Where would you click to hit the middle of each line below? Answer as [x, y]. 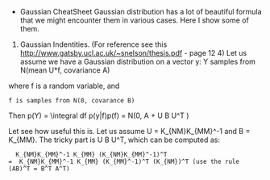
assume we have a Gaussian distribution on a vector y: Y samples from [138, 61]
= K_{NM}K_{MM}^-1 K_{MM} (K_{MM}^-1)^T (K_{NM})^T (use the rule [124, 161]
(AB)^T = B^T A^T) [39, 169]
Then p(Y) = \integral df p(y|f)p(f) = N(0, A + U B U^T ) [99, 115]
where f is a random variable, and [64, 86]
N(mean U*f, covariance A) [65, 70]
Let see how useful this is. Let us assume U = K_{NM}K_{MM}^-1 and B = [129, 131]
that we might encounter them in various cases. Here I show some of [135, 20]
